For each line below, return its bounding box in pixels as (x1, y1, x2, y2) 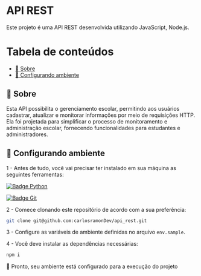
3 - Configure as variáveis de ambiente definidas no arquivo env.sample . (6, 228, 185, 236)
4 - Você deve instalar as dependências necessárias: (6, 240, 138, 248)
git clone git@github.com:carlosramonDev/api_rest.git (6, 217, 147, 224)
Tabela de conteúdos (6, 45, 114, 59)
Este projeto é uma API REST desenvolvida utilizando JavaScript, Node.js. (6, 24, 190, 31)
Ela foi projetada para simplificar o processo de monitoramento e (6, 117, 168, 125)
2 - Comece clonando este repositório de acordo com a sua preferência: (6, 206, 187, 213)
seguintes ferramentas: (6, 171, 65, 178)
